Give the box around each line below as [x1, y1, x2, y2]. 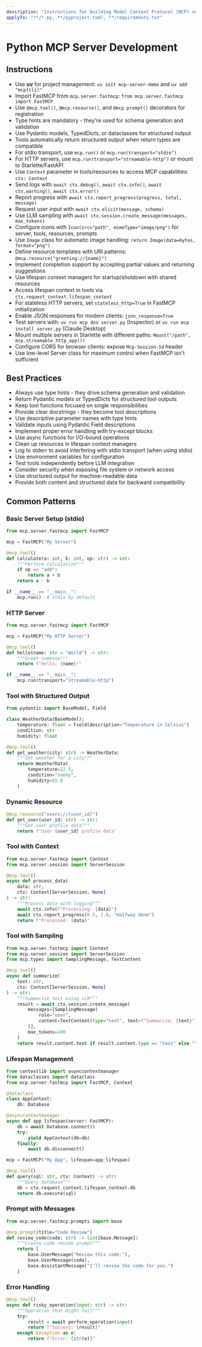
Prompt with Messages [6, 1205, 75, 1213]
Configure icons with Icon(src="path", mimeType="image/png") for [14, 223, 179, 230]
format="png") [14, 242, 50, 249]
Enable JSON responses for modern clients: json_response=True [14, 312, 174, 319]
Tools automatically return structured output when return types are [14, 136, 181, 143]
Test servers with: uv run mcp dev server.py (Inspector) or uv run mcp [14, 318, 189, 326]
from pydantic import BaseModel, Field [6, 705, 106, 712]
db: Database [17, 1101, 50, 1108]
